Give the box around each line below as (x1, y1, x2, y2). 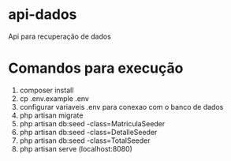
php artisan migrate (19, 110, 84, 120)
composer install (19, 85, 74, 95)
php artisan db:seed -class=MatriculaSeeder (19, 118, 166, 128)
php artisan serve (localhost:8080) (19, 144, 132, 153)
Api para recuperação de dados (8, 32, 112, 41)
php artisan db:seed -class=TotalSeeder (19, 136, 151, 145)
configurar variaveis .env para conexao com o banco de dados (19, 102, 224, 111)
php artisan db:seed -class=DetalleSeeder (19, 127, 158, 137)
